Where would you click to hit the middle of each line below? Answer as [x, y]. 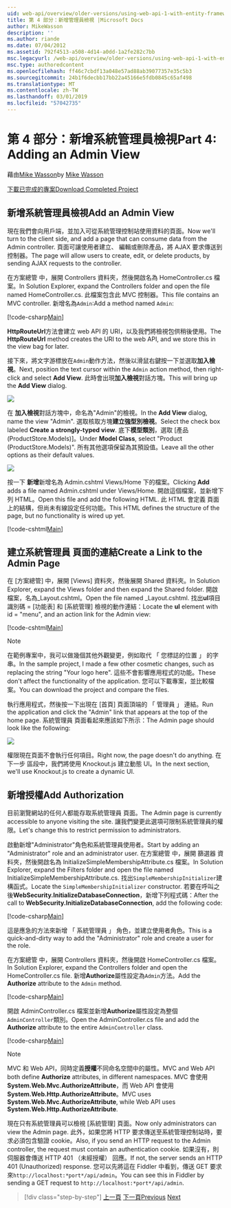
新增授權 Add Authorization [65, 795]
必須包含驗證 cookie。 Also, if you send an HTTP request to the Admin [112, 1140]
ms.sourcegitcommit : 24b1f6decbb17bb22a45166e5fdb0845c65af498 [100, 78]
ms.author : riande [33, 39]
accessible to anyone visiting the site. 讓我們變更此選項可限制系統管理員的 [112, 821]
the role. [19, 945]
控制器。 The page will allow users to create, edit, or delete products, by [109, 255]
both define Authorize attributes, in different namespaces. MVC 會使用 [108, 1077]
